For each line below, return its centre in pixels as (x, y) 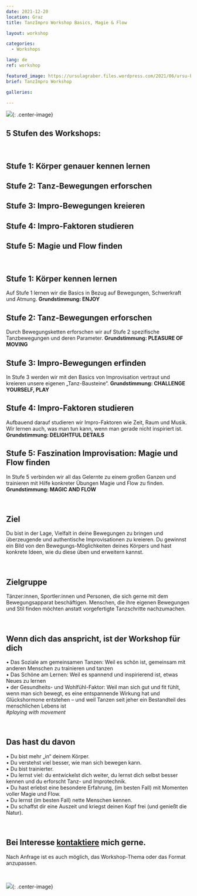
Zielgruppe (27, 582)
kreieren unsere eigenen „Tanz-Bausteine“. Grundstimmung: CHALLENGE (96, 383)
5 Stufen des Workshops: (53, 133)
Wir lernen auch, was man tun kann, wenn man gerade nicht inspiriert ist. (94, 428)
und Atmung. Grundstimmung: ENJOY (53, 299)
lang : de (17, 60)
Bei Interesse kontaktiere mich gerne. (76, 843)
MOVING (17, 345)
